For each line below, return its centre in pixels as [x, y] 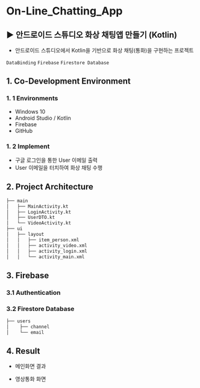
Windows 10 [30, 111]
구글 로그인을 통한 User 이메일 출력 [56, 160]
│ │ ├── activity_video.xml [47, 245]
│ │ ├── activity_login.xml [47, 251]
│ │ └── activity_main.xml [45, 257]
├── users [19, 321]
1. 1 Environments [32, 99]
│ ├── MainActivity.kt [37, 206]
